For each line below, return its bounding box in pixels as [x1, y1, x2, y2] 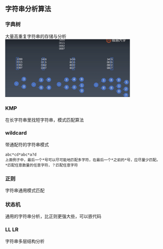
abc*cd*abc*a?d [5, 152, 37, 157]
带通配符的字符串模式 [5, 141, 49, 147]
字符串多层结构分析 [5, 238, 45, 244]
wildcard [5, 129, 27, 136]
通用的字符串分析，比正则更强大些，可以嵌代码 [5, 214, 101, 220]
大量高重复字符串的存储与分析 [5, 33, 66, 39]
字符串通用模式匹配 [5, 188, 45, 194]
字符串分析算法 [5, 4, 51, 13]
